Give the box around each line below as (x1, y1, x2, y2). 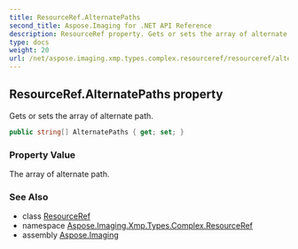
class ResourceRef (21, 211, 91, 222)
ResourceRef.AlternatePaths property (9, 87, 223, 102)
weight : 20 (9, 46, 50, 55)
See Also (9, 191, 49, 203)
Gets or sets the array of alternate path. (9, 110, 153, 121)
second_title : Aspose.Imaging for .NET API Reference (9, 21, 213, 30)
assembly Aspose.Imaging (21, 230, 120, 240)
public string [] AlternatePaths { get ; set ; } (9, 128, 184, 136)
